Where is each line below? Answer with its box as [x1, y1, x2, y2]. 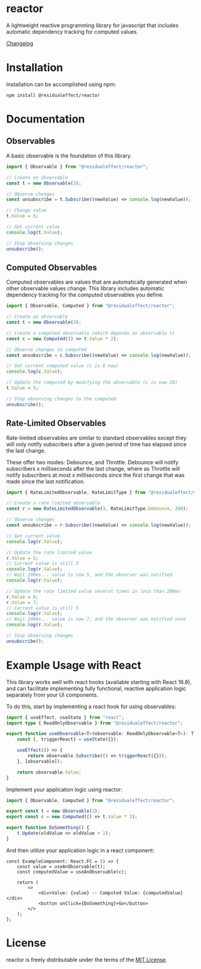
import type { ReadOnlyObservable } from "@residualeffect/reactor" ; [6, 720, 184, 726]
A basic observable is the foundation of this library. [6, 152, 132, 159]
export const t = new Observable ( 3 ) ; [6, 808, 100, 815]
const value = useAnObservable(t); [17, 863, 106, 870]
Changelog [6, 40, 33, 47]
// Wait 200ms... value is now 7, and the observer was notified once [6, 616, 186, 622]
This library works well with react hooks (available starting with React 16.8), [6, 678, 192, 685]
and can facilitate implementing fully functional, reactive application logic [6, 685, 187, 692]
